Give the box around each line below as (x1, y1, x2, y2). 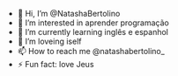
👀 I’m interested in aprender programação (17, 17, 169, 28)
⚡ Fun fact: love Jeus (17, 59, 94, 69)
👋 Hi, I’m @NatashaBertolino (17, 9, 121, 18)
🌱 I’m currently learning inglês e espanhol (17, 27, 169, 37)
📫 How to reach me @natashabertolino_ (17, 46, 165, 56)
